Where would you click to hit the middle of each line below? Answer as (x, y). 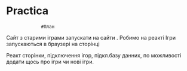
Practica (27, 11)
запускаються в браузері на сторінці (53, 44)
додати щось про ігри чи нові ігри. (50, 62)
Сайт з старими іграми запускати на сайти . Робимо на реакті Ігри (91, 37)
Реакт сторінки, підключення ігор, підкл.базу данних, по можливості (94, 55)
